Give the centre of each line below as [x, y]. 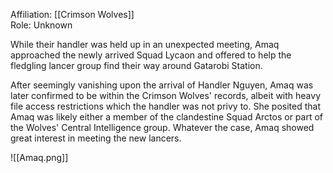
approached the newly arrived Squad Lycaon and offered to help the [151, 55]
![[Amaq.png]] [39, 157]
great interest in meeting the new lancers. [96, 138]
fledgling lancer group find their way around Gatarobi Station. [136, 65]
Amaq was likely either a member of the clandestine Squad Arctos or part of [167, 117]
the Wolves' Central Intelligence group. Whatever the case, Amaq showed [162, 127]
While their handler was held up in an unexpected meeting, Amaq [145, 44]
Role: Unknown [41, 25]
